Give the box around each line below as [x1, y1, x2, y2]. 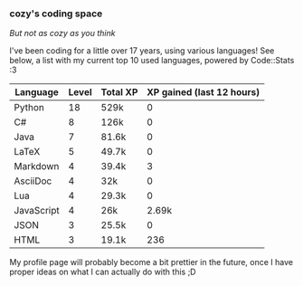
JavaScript [14, 205, 61, 217]
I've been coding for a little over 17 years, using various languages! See [9, 45, 275, 56]
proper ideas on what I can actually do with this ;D [9, 266, 196, 278]
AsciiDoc [14, 175, 52, 187]
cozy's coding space [9, 7, 103, 20]
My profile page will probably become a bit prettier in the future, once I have [9, 257, 294, 268]
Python [14, 101, 45, 114]
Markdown [14, 160, 60, 173]
